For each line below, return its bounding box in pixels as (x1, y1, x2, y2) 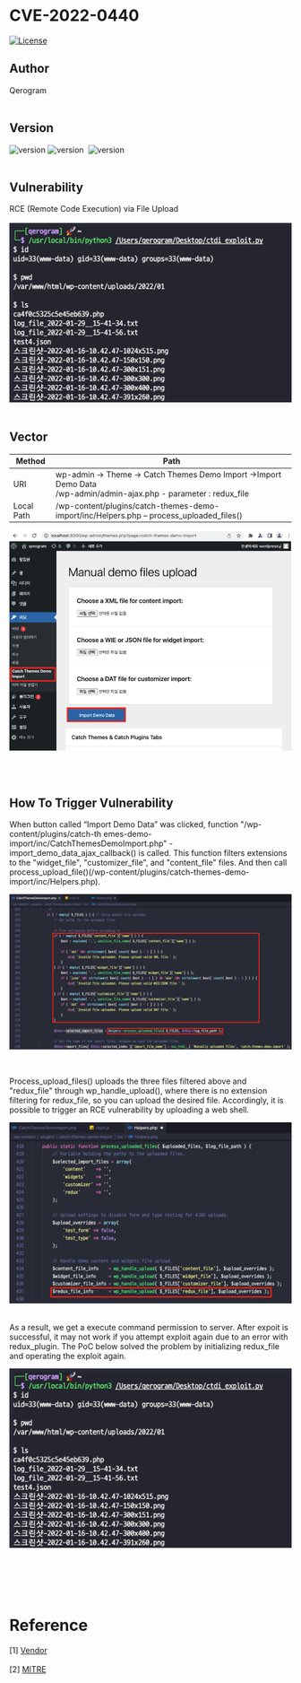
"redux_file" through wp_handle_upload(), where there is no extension (9, 1085, 268, 1095)
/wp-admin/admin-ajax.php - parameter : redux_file (55, 488, 249, 499)
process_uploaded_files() (149, 510, 244, 520)
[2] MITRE (9, 1664, 47, 1674)
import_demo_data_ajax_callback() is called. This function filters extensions (9, 848, 288, 859)
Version (9, 120, 54, 135)
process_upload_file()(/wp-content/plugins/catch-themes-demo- (9, 867, 250, 877)
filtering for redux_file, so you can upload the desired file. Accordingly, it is (9, 1094, 284, 1105)
